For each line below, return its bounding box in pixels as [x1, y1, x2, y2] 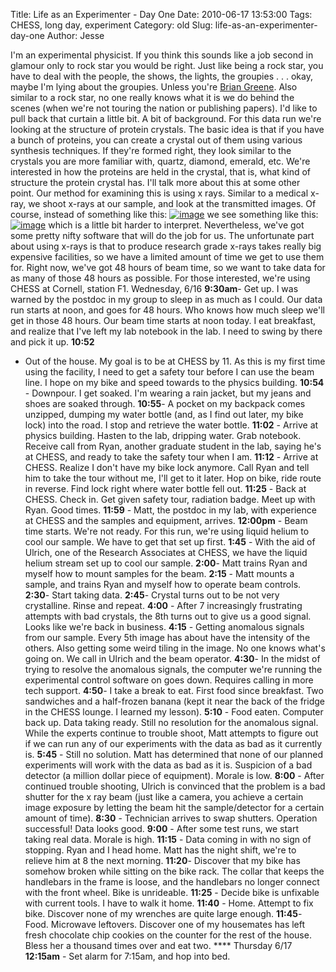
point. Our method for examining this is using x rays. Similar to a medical [10, 187, 309, 199]
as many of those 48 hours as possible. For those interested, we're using [10, 272, 311, 284]
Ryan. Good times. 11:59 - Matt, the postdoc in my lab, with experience [24, 504, 317, 516]
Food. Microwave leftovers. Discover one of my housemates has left [24, 919, 306, 930]
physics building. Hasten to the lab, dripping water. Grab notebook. [24, 430, 302, 441]
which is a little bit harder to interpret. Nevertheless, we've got [48, 219, 305, 231]
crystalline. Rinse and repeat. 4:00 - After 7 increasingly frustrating [24, 600, 303, 611]
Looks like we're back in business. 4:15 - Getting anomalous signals [24, 621, 305, 633]
